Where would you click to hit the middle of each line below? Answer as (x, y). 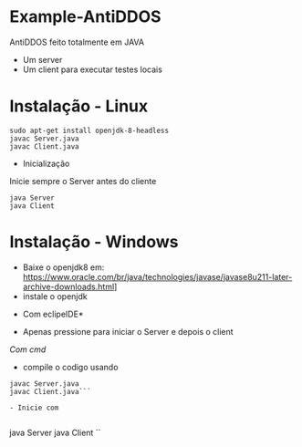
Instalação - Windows (94, 242)
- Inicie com (34, 408)
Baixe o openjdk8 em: (63, 267)
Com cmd (28, 349)
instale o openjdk (55, 296)
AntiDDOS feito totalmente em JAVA (77, 42)
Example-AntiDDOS (85, 17)
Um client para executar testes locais (92, 69)
